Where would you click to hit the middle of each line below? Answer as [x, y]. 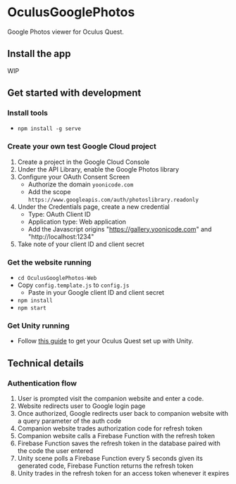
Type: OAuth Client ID [60, 214]
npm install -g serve [49, 129]
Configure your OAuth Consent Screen [74, 177]
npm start [32, 308]
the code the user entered [55, 451]
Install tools [27, 113]
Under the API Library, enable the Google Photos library [98, 169]
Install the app [39, 54]
